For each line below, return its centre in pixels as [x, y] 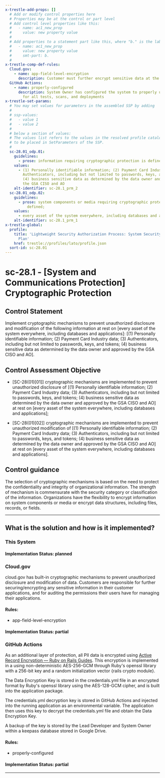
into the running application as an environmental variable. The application [79, 706]
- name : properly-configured [44, 87]
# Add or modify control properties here [53, 14]
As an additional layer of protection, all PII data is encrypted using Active [79, 655]
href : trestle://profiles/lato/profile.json [60, 243]
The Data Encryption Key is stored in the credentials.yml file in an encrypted [82, 680]
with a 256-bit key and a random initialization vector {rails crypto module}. [80, 671]
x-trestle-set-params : [28, 101]
